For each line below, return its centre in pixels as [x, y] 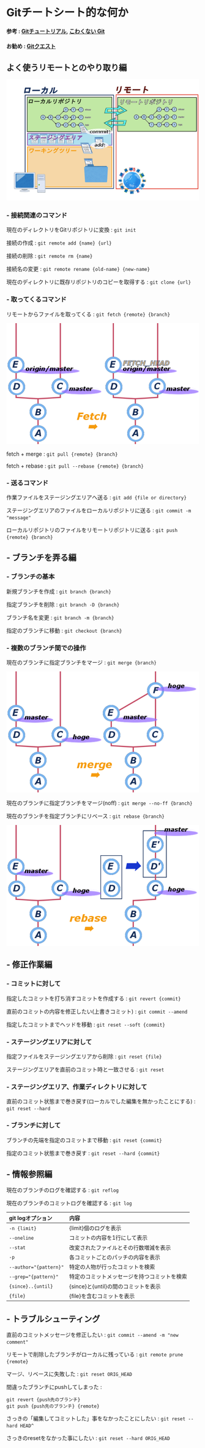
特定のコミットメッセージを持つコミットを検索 [128, 1277]
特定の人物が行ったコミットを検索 [112, 1267]
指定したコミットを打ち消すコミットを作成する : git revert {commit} [94, 998]
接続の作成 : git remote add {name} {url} [59, 243]
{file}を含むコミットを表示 [102, 1296]
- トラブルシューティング [53, 1319]
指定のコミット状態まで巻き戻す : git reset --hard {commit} [83, 1153]
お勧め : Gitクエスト [31, 46]
